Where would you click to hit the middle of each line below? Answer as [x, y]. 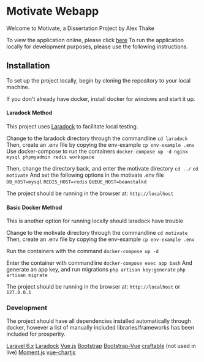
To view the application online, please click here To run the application [95, 40]
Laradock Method [29, 113]
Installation [28, 66]
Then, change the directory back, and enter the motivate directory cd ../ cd [102, 168]
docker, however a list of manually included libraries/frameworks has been [100, 328]
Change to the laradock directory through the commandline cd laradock [97, 138]
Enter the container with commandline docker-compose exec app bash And [99, 263]
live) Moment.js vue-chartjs [41, 352]
